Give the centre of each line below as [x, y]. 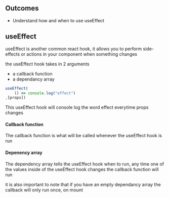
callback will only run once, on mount [44, 190]
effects [13, 54]
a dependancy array [33, 79]
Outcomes [22, 8]
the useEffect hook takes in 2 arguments [47, 64]
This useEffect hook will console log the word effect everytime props [77, 107]
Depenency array [24, 153]
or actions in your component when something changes [79, 54]
